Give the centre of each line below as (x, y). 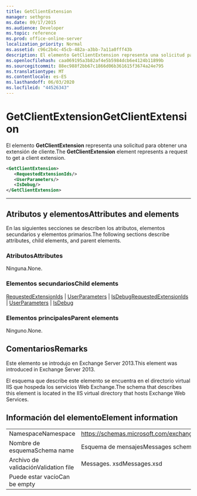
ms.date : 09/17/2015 (31, 22)
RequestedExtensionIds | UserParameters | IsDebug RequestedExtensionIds (97, 296)
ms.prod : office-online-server (44, 39)
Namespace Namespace (42, 433)
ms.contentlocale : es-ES (36, 77)
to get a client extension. (36, 158)
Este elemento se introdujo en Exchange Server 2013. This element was (92, 363)
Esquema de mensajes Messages (126, 447)
